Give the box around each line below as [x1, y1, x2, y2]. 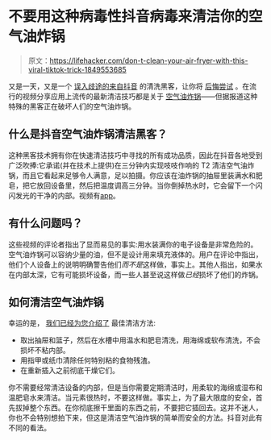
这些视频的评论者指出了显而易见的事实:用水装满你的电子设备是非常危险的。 [8, 239, 258, 249]
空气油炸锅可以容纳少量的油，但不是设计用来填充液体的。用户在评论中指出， [8, 249, 263, 259]
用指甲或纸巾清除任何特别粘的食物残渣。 [19, 355, 155, 365]
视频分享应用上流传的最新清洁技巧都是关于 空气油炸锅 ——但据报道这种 [22, 91, 258, 101]
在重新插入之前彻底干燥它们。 [19, 366, 119, 376]
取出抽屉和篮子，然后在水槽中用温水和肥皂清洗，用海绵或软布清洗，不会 [19, 335, 261, 345]
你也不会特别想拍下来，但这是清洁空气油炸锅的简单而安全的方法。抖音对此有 [8, 413, 263, 423]
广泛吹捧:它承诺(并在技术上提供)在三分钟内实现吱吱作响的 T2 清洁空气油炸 [8, 160, 255, 170]
